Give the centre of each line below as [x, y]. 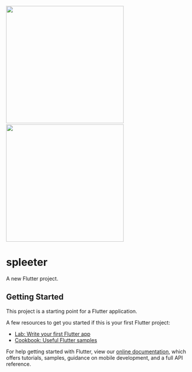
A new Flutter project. [32, 278]
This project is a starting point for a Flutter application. [72, 311]
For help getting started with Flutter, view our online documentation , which [96, 351]
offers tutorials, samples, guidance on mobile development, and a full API [95, 357]
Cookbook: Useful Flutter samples [56, 340]
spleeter [27, 263]
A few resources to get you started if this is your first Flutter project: [88, 322]
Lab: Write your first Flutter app [53, 334]
